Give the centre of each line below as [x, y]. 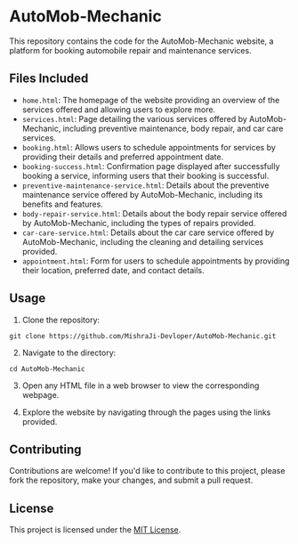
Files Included [49, 79]
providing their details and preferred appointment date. [123, 157]
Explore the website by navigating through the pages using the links [146, 412]
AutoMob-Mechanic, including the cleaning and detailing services [143, 241]
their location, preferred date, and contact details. [113, 270]
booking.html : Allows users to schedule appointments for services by [149, 147]
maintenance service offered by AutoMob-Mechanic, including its [142, 194]
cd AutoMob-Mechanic [48, 369]
